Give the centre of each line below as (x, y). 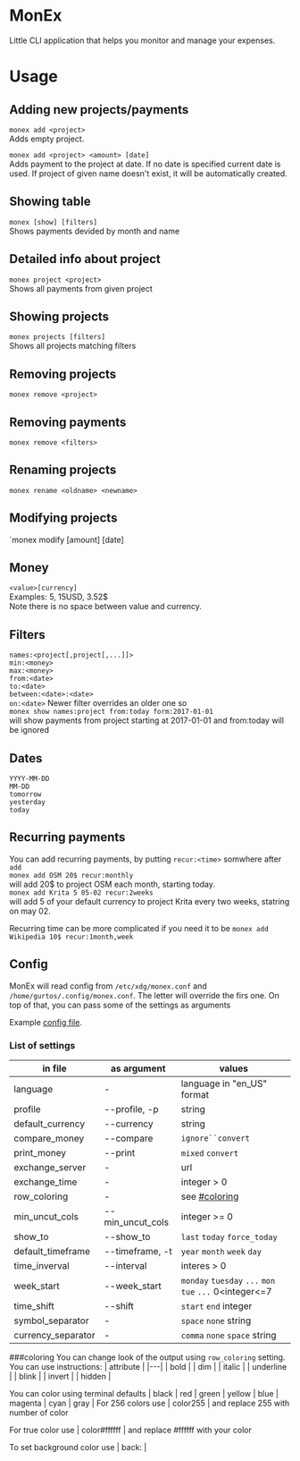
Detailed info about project (85, 259)
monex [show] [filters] (54, 222)
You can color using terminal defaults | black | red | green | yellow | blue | (144, 1393)
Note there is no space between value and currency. (106, 607)
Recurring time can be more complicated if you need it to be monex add (139, 928)
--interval (125, 1265)
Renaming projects (63, 470)
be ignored (29, 730)
